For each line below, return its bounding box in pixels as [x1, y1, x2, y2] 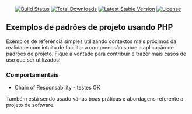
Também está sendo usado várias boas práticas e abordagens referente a [6, 95, 184, 102]
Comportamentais [6, 70, 59, 79]
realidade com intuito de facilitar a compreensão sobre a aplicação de [6, 44, 174, 51]
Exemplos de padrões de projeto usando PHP [6, 22, 173, 32]
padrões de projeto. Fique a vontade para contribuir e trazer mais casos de [6, 50, 187, 57]
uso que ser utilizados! [6, 56, 61, 63]
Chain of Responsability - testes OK [14, 84, 100, 91]
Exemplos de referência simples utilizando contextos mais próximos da [6, 38, 177, 45]
